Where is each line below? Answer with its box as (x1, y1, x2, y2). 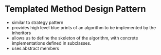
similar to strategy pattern (11, 19, 64, 25)
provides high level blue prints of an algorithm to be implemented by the (11, 24, 156, 30)
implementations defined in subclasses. (11, 40, 91, 46)
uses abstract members (11, 45, 59, 51)
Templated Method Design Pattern (4, 3, 146, 15)
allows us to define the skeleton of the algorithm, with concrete (11, 35, 138, 41)
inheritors (11, 30, 31, 36)
